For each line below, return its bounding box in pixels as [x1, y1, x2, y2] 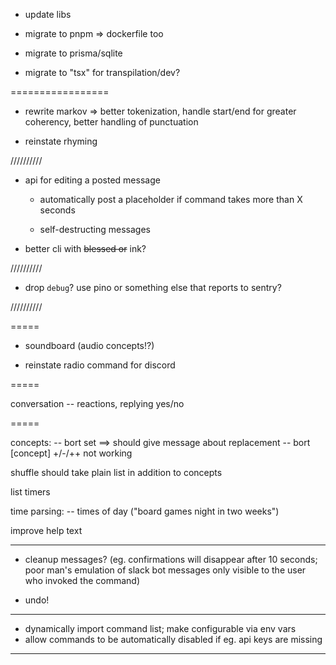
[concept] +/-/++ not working [10, 447, 133, 459]
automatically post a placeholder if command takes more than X [39, 194, 303, 205]
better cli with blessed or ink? [24, 243, 147, 254]
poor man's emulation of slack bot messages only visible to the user [24, 564, 307, 576]
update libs [24, 9, 72, 20]
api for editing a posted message [24, 174, 161, 186]
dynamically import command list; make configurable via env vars [24, 623, 297, 634]
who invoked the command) [24, 575, 141, 586]
